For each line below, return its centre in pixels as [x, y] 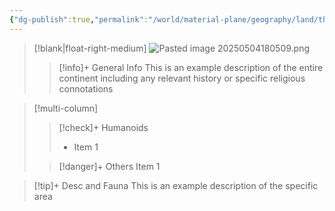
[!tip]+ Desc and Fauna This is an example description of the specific [176, 185]
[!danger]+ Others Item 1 [109, 166]
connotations [86, 88]
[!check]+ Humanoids [103, 127]
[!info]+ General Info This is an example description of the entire [191, 67]
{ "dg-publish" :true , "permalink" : [79, 19]
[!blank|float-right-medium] [90, 48]
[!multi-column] [66, 108]
